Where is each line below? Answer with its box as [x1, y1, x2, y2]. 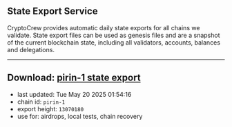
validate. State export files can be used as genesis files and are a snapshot [7, 31, 220, 39]
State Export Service [7, 5, 98, 17]
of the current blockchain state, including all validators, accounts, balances [7, 38, 221, 47]
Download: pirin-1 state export [7, 72, 141, 84]
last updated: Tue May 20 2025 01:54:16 [17, 90, 132, 98]
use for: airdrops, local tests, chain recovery [17, 112, 143, 120]
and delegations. [7, 45, 55, 54]
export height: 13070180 [17, 104, 84, 113]
